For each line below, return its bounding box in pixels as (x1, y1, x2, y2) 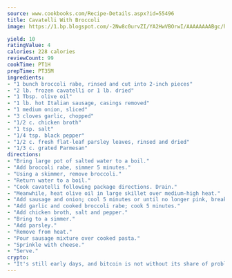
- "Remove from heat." (7, 228, 72, 235)
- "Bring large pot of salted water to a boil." (7, 158, 150, 165)
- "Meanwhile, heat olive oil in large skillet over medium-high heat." (7, 189, 221, 197)
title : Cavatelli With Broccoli (7, 17, 100, 24)
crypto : (7, 254, 30, 261)
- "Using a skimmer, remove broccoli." (7, 170, 122, 177)
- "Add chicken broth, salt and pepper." (7, 209, 128, 216)
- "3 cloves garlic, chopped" (7, 113, 95, 120)
